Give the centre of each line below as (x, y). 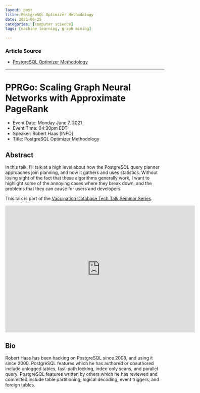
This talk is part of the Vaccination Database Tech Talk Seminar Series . (79, 199)
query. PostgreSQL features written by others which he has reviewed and (82, 374)
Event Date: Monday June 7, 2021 (47, 123)
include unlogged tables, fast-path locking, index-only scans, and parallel (82, 369)
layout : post (19, 10)
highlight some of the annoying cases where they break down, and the (79, 184)
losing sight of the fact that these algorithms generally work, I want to (78, 178)
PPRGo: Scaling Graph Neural (68, 87)
